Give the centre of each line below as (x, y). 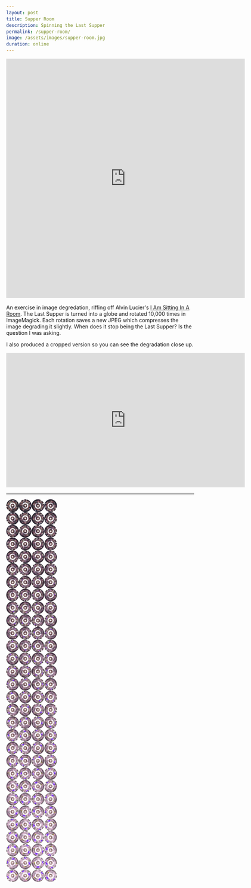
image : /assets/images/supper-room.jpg (56, 38)
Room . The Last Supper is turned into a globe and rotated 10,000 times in (96, 314)
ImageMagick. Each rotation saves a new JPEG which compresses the (92, 320)
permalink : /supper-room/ (38, 32)
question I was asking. (34, 333)
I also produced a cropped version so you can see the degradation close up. (100, 344)
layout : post (22, 13)
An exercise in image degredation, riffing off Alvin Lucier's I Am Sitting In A (98, 307)
